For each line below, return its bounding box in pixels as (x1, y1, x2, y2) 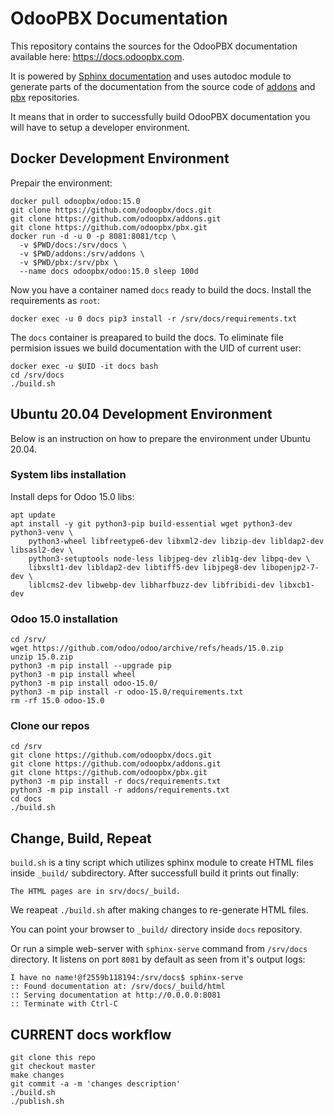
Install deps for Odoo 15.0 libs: (10, 490, 135, 502)
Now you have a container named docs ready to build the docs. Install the (10, 283, 312, 296)
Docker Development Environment (10, 150, 230, 167)
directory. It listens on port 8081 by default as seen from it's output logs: (10, 953, 306, 966)
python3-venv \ (10, 527, 74, 537)
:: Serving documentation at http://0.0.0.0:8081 (10, 990, 222, 1001)
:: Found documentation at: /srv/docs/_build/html (10, 982, 226, 992)
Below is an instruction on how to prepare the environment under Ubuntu (10, 432, 311, 444)
